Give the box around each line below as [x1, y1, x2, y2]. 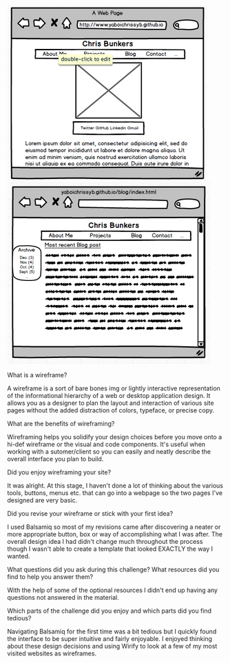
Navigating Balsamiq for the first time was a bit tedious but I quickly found [7, 627, 217, 635]
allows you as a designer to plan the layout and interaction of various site [7, 399, 215, 407]
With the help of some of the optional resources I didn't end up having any [7, 586, 218, 594]
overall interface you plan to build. [7, 455, 104, 463]
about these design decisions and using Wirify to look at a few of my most [7, 642, 218, 650]
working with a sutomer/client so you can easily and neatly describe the [7, 448, 211, 456]
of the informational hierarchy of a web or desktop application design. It [7, 392, 211, 399]
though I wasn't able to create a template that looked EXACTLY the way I [7, 545, 213, 553]
